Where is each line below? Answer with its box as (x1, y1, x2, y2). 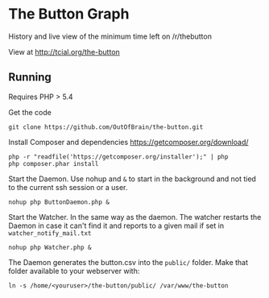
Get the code (8, 107, 52, 117)
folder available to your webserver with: (8, 266, 140, 275)
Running (8, 70, 52, 85)
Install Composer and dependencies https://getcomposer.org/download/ (8, 137, 249, 147)
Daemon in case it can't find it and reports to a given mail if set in (8, 221, 224, 230)
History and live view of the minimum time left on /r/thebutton (8, 31, 212, 41)
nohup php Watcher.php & (8, 243, 92, 251)
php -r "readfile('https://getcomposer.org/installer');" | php (8, 152, 229, 161)
